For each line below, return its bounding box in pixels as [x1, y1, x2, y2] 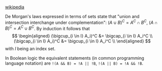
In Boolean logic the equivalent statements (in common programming [5, 55, 144, 61]
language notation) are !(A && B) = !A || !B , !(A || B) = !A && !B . [5, 60, 143, 66]
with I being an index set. [5, 46, 56, 52]
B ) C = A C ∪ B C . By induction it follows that [5, 24, 90, 31]
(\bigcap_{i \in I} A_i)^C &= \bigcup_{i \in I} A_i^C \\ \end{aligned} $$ [14, 38, 151, 44]
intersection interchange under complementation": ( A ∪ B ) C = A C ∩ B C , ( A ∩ [5, 19, 158, 25]
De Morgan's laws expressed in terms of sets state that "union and [5, 14, 139, 19]
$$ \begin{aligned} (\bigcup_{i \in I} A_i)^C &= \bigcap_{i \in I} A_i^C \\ [12, 33, 153, 39]
